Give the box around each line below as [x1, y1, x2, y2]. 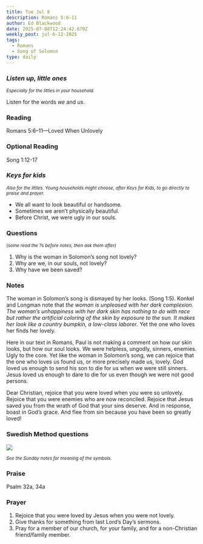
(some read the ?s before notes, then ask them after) [6, 243, 116, 249]
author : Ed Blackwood [6, 20, 61, 26]
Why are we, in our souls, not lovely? [15, 260, 107, 267]
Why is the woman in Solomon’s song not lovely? [15, 253, 137, 260]
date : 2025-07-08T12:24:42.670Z [6, 25, 88, 32]
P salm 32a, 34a [6, 483, 45, 490]
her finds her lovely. [6, 327, 56, 334]
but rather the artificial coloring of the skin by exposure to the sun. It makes [6, 314, 195, 322]
